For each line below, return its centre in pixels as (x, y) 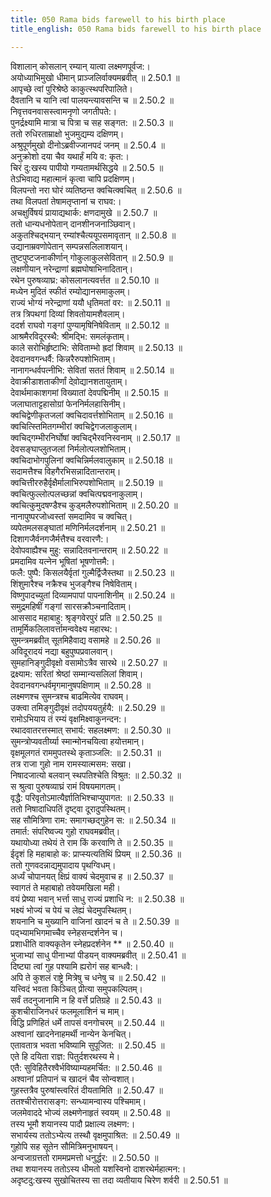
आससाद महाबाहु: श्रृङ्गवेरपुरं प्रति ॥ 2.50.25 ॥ (86, 617)
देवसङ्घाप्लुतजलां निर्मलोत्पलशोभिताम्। (71, 448)
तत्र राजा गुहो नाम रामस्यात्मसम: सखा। (71, 763)
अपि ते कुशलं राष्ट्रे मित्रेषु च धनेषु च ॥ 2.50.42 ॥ (88, 977)
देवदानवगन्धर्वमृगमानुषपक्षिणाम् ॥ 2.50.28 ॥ (80, 685)
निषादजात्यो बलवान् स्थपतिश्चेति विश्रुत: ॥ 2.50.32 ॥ (96, 775)
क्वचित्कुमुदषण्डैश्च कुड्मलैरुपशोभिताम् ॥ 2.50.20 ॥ (94, 505)
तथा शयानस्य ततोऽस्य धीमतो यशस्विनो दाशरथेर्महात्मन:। (98, 1168)
